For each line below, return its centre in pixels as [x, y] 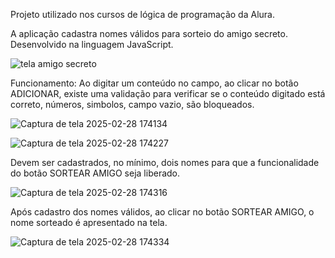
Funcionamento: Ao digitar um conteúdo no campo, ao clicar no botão [154, 83]
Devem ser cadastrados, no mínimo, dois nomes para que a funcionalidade [165, 162]
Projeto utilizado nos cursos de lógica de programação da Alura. [142, 14]
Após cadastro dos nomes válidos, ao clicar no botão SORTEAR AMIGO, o [162, 212]
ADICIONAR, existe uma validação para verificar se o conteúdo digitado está [168, 93]
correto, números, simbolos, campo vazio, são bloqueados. [132, 104]
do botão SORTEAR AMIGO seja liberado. [95, 173]
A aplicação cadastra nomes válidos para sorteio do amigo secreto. [149, 33]
